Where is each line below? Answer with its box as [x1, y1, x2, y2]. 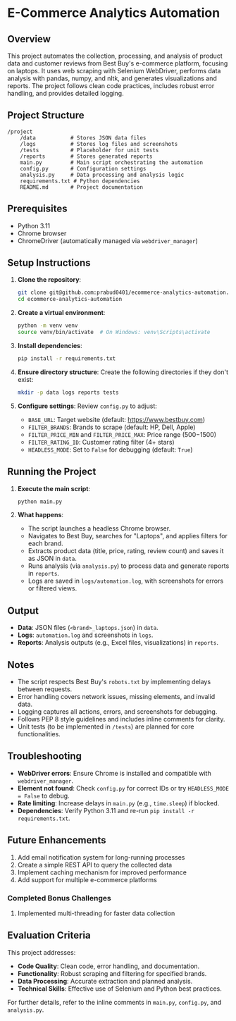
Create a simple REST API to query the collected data [17, 860, 173, 869]
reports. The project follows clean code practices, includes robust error [7, 82, 215, 89]
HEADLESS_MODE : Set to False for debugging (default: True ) [27, 445, 193, 454]
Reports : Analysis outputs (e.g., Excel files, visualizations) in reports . [17, 638, 218, 647]
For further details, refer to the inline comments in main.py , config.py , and [7, 998, 222, 1006]
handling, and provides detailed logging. [7, 89, 125, 97]
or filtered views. [27, 584, 77, 593]
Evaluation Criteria [7, 929, 91, 941]
